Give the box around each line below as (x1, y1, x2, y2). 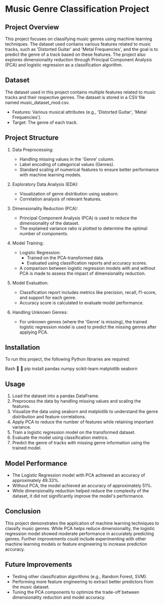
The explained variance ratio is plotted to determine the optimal (19, 225, 148, 231)
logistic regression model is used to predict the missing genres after (19, 324, 157, 330)
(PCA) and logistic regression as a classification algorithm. (5, 62, 123, 68)
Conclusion (5, 507, 41, 515)
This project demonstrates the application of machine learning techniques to (5, 520, 160, 526)
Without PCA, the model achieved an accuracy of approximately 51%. (12, 483, 153, 488)
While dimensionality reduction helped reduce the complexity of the (12, 488, 149, 494)
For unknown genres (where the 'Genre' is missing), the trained (19, 318, 147, 324)
